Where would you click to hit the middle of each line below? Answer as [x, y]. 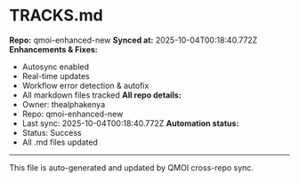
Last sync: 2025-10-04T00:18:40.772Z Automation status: [130, 123]
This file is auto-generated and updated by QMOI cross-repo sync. [131, 167]
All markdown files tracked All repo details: [102, 95]
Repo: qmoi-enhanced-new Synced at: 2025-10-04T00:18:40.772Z [133, 40]
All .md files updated [60, 142]
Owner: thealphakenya [64, 104]
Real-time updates [56, 75]
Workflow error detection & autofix [85, 85]
